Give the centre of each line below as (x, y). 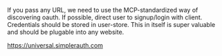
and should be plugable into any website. (66, 32)
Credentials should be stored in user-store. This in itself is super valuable (111, 25)
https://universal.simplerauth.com (55, 45)
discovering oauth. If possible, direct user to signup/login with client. (105, 17)
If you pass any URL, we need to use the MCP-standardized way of (103, 10)
